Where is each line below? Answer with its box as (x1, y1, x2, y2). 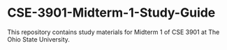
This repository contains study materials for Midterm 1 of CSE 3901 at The (7, 28, 220, 36)
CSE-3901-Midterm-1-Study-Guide (7, 5, 216, 21)
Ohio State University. (7, 35, 70, 43)
